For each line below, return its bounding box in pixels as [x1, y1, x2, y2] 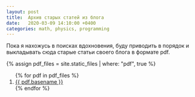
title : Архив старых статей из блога [6, 14, 104, 20]
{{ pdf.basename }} [15, 78, 64, 86]
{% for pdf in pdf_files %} [15, 72, 79, 79]
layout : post [6, 8, 39, 15]
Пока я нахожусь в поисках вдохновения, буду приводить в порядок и [6, 42, 190, 49]
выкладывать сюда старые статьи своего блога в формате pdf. [6, 49, 170, 56]
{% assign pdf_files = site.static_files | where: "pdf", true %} [6, 60, 156, 67]
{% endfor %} [15, 85, 50, 92]
